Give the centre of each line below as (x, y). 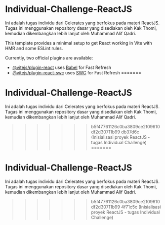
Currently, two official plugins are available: (49, 57)
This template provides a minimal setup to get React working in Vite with (79, 43)
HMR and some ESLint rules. (34, 48)
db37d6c (130, 132)
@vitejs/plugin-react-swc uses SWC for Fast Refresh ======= (77, 72)
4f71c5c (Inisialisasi (141, 207)
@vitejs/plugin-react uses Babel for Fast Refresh (62, 67)
